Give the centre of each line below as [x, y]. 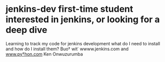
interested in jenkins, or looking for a [83, 19]
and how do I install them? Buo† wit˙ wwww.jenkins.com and [67, 49]
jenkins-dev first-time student [70, 9]
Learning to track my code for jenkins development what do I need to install [83, 43]
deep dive [27, 30]
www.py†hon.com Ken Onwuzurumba [44, 54]
